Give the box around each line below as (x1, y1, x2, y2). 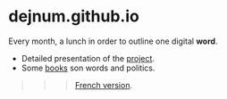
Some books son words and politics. (21, 62, 156, 73)
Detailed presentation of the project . (21, 53, 156, 63)
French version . (74, 79, 133, 90)
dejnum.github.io (8, 6, 139, 27)
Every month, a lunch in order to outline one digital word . (8, 36, 218, 46)
